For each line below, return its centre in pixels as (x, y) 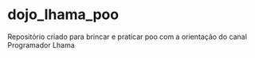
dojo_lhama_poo (63, 15)
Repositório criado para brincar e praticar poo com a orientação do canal (127, 37)
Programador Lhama (41, 44)
